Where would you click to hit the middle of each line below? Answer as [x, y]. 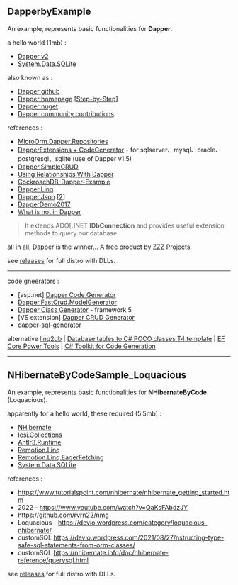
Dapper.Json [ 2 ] [41, 196]
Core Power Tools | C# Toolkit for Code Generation [81, 346]
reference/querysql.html [53, 560]
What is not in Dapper [49, 211]
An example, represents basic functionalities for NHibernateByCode [107, 392]
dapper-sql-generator [49, 325]
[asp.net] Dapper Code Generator [67, 294]
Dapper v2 [33, 56]
